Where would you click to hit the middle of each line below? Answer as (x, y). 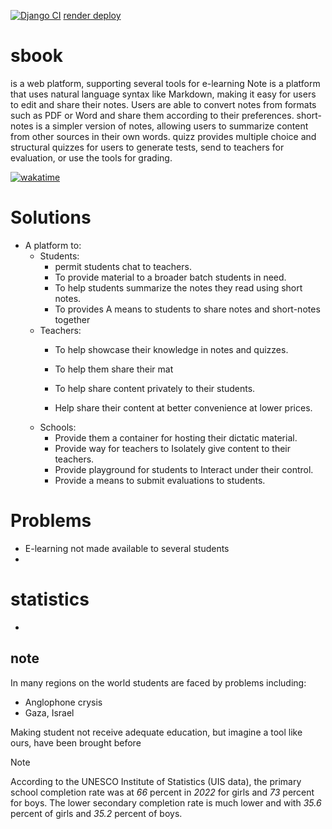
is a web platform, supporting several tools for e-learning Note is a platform (165, 83)
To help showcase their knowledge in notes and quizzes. (171, 349)
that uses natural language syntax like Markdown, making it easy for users (163, 94)
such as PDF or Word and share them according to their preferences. (152, 115)
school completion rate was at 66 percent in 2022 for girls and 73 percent (162, 792)
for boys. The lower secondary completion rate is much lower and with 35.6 (166, 802)
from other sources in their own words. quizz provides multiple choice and (163, 136)
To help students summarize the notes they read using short (178, 287)
